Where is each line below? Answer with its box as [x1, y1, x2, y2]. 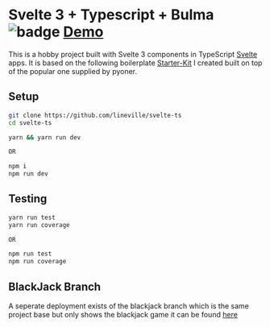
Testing [8, 192, 48, 206]
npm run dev [8, 170, 48, 178]
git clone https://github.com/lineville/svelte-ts [8, 111, 182, 119]
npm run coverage [8, 258, 67, 266]
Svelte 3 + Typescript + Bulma [8, 6, 214, 24]
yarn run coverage [8, 221, 70, 229]
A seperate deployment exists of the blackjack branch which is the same [8, 301, 250, 311]
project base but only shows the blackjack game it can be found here [8, 310, 238, 319]
